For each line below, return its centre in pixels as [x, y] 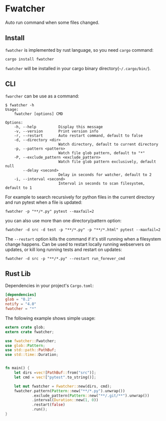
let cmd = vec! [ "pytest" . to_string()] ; [55, 377]
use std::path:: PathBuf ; [31, 350]
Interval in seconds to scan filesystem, [102, 183]
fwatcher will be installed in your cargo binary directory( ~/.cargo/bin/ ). [78, 68]
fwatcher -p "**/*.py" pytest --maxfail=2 [50, 211]
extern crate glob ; [25, 327]
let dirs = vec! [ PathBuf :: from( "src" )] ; [55, 373]
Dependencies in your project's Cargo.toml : [50, 286]
